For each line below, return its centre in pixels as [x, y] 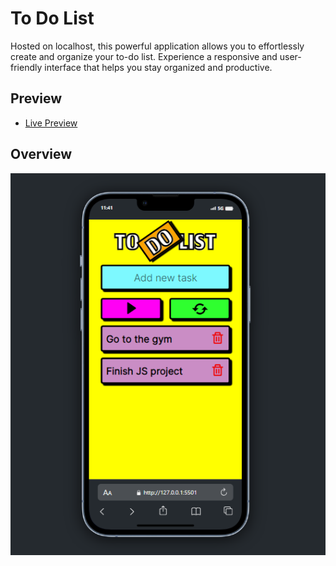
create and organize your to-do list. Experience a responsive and [144, 56]
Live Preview [51, 123]
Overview [41, 154]
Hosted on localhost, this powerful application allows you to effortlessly [157, 46]
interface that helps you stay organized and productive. [158, 67]
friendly [26, 67]
